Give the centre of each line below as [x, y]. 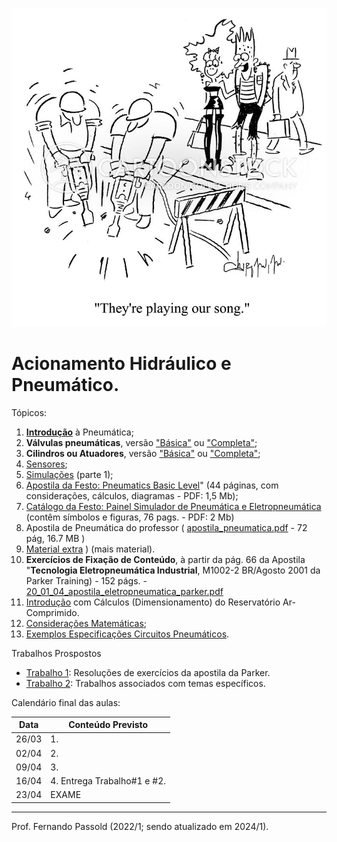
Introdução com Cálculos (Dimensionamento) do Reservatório [153, 602]
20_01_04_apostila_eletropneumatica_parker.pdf [124, 591]
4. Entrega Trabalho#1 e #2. [108, 781]
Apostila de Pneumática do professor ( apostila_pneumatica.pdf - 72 [166, 527]
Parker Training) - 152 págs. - [86, 580]
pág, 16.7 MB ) [55, 538]
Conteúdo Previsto [108, 725]
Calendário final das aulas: [66, 702]
